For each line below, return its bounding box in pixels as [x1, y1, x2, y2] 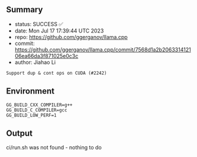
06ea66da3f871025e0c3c [14, 52, 79, 59]
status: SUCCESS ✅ [14, 20, 63, 27]
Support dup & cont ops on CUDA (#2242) [6, 70, 108, 76]
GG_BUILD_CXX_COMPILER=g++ [6, 102, 73, 108]
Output [6, 129, 33, 139]
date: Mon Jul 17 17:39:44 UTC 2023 [14, 27, 104, 34]
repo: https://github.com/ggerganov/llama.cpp [14, 33, 128, 40]
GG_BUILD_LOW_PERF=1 [6, 112, 57, 118]
